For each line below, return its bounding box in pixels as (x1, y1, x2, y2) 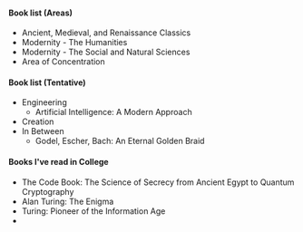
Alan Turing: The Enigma (21, 196, 114, 207)
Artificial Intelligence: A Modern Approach (34, 107, 192, 118)
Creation (21, 116, 54, 127)
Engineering (21, 97, 67, 108)
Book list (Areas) (8, 7, 73, 18)
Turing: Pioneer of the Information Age (21, 205, 166, 217)
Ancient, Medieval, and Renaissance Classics (21, 27, 191, 38)
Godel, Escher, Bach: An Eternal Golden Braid (34, 136, 205, 147)
